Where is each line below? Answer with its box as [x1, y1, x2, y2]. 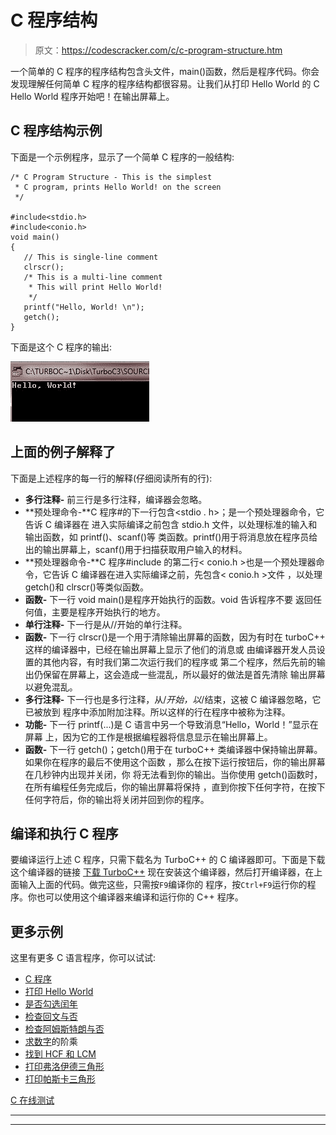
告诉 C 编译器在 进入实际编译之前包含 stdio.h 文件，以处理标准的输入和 [24, 518, 318, 530]
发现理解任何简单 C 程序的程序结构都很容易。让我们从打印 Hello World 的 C [10, 77, 320, 90]
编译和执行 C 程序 [10, 825, 119, 842]
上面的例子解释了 [10, 444, 116, 461]
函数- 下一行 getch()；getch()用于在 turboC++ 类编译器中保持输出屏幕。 [24, 743, 323, 755]
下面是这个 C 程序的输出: [10, 341, 113, 353]
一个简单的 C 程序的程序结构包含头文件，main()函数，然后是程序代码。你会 [10, 65, 320, 77]
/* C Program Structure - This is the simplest [10, 172, 213, 182]
